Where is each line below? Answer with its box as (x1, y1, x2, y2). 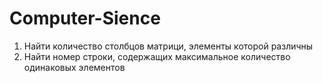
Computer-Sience (9, 7, 161, 30)
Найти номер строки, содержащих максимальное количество (23, 50, 291, 62)
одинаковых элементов (23, 61, 126, 73)
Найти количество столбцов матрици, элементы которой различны (23, 40, 314, 52)
